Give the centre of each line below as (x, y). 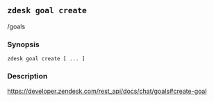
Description (27, 76)
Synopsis (23, 44)
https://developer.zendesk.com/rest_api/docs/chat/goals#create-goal (107, 91)
